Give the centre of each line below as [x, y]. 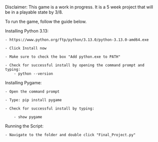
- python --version [34, 74]
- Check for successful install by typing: [50, 109]
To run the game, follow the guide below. [46, 22]
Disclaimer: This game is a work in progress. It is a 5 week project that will [79, 7]
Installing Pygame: [24, 83]
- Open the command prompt [32, 92]
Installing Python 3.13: [27, 31]
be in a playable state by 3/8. [34, 12]
